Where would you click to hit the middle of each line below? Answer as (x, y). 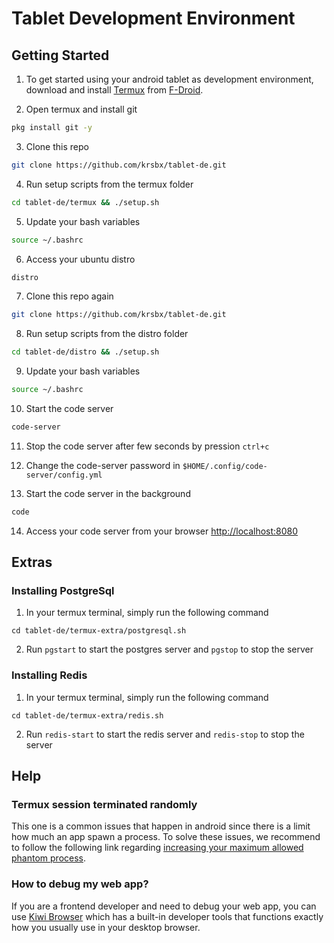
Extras (32, 562)
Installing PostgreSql (63, 591)
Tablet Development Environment (153, 18)
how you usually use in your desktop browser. (106, 927)
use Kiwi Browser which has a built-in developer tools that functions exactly (167, 916)
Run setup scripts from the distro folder (107, 334)
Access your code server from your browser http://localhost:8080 (162, 531)
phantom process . (49, 858)
